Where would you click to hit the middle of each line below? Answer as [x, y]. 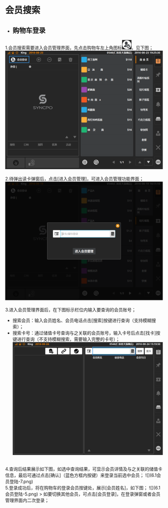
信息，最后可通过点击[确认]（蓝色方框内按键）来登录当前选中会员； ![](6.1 [81, 475]
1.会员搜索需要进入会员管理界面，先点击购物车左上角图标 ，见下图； [79, 48]
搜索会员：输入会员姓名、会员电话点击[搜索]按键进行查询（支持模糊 [82, 320]
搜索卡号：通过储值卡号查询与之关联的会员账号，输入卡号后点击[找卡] [84, 333]
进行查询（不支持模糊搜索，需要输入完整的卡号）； [68, 339]
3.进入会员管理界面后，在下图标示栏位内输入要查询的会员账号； [71, 310]
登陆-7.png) [21, 481]
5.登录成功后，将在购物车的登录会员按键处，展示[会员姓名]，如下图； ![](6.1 [83, 488]
